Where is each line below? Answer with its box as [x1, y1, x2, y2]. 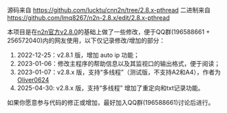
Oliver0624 [17, 76, 50, 84]
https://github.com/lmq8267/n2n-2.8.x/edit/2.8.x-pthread [7, 14, 170, 22]
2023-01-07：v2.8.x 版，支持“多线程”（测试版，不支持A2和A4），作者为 [17, 68, 221, 76]
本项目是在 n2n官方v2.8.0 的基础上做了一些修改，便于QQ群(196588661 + [7, 28, 210, 36]
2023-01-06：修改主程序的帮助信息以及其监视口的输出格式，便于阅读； [17, 60, 221, 67]
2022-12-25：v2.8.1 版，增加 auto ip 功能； [17, 51, 140, 59]
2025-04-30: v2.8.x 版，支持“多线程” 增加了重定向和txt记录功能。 [17, 84, 204, 92]
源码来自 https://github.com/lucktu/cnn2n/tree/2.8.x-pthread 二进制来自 [7, 6, 211, 14]
